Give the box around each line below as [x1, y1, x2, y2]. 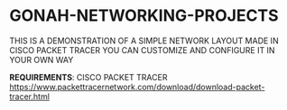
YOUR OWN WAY [9, 54, 74, 65]
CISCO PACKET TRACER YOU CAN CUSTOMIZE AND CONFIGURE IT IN [9, 44, 275, 55]
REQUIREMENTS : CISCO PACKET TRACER [9, 71, 168, 82]
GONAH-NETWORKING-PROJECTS [9, 5, 279, 26]
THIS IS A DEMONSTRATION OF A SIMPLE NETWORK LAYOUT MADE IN [9, 35, 279, 46]
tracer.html [9, 91, 50, 102]
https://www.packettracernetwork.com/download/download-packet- [9, 81, 265, 92]
